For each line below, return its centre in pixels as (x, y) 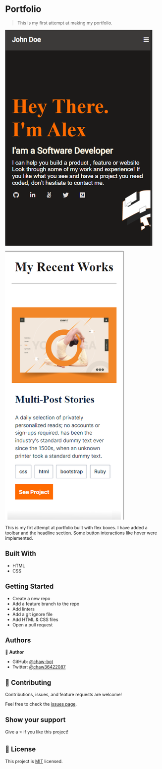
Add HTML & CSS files (35, 619)
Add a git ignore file (32, 614)
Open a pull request (32, 624)
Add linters (23, 609)
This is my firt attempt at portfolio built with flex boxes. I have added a (76, 527)
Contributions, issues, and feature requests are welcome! (64, 695)
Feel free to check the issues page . (41, 704)
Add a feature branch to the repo (46, 604)
